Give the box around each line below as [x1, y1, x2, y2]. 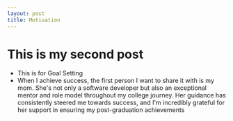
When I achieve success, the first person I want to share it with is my [17, 77, 214, 85]
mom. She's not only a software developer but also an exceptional [17, 84, 207, 92]
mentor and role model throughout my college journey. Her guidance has [17, 91, 226, 100]
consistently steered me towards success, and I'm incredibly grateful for [17, 98, 225, 107]
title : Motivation [7, 17, 61, 24]
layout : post [7, 10, 45, 17]
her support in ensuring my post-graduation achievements [17, 106, 185, 114]
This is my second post [7, 46, 144, 62]
